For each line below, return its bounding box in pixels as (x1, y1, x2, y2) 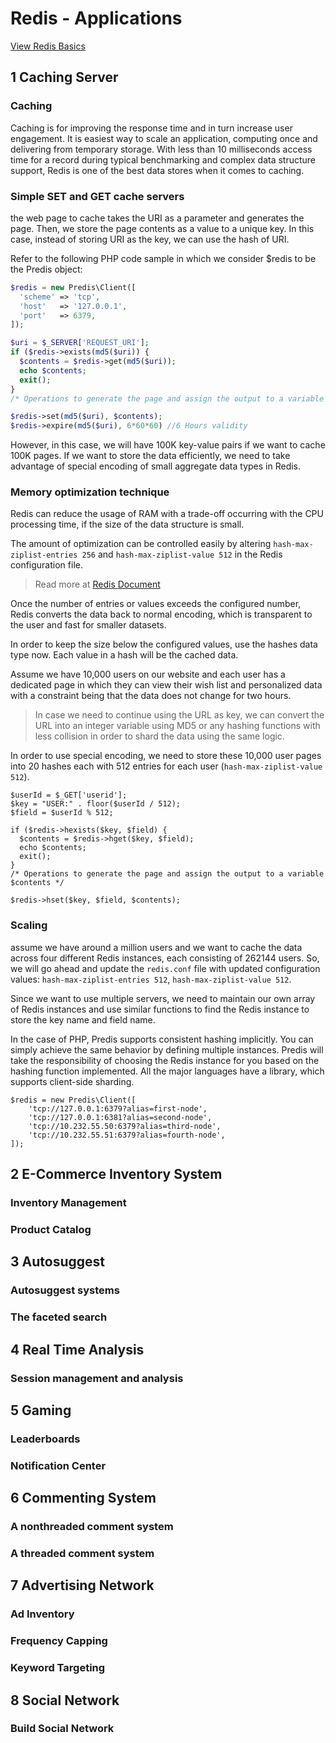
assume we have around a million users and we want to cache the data (10, 941, 303, 953)
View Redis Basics (10, 40, 86, 52)
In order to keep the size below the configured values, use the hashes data (10, 638, 318, 651)
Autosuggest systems (10, 1283, 120, 1297)
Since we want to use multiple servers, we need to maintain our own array (10, 992, 316, 1004)
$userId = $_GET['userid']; (10, 790, 128, 801)
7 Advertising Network (10, 1577, 155, 1594)
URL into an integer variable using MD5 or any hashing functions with (34, 720, 321, 732)
